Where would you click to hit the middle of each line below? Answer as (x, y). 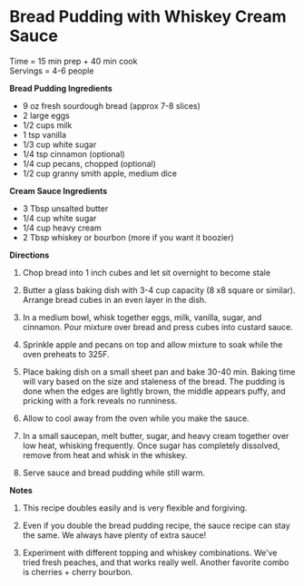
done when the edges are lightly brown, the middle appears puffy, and (154, 391)
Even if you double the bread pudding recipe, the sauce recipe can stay (156, 525)
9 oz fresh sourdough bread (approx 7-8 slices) (112, 105)
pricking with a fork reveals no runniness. (100, 400)
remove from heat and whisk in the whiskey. (105, 454)
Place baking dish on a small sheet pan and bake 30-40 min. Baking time (159, 371)
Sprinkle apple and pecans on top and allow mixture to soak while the (152, 344)
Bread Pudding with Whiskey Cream (148, 17)
